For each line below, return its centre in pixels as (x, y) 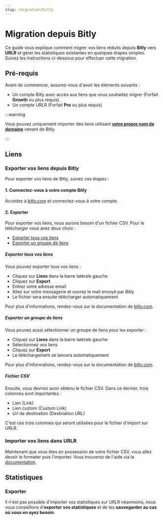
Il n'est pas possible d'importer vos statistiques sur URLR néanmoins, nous (80, 502)
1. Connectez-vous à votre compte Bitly (46, 190)
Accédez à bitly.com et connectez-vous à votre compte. (62, 201)
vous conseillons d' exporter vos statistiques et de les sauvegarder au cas (81, 507)
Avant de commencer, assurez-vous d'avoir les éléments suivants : (73, 85)
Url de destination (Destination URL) (48, 414)
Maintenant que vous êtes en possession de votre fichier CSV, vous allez (78, 451)
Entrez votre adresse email (39, 286)
